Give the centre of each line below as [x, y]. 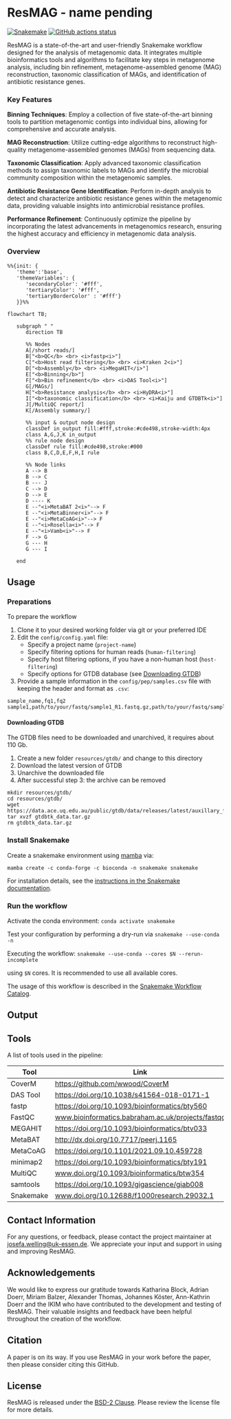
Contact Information [52, 1220]
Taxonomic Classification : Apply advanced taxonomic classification [104, 163]
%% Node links [46, 465]
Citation [25, 1341]
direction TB [44, 332]
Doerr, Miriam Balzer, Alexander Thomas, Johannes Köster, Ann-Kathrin [109, 1296]
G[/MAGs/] [39, 386]
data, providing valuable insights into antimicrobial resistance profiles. [106, 206]
